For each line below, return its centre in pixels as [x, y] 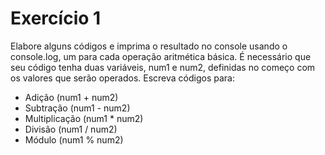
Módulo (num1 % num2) [74, 139]
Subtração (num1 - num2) [77, 108]
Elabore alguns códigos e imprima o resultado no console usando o [149, 46]
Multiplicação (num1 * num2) [84, 118]
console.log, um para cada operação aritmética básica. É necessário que [161, 56]
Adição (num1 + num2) [71, 97]
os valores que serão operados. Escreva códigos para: [122, 78]
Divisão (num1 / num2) [71, 129]
